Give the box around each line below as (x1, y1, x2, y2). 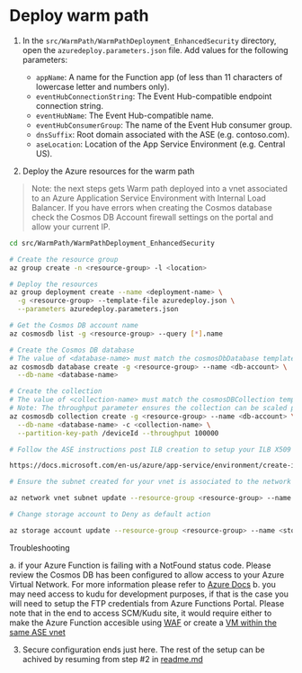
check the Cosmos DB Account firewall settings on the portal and (31, 211, 274, 222)
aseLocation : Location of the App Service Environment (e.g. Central (35, 139, 286, 149)
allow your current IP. (31, 221, 111, 232)
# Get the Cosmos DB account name (9, 321, 139, 330)
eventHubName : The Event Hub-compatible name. (35, 110, 214, 121)
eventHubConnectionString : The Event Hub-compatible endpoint (35, 91, 272, 102)
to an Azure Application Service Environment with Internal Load (31, 193, 267, 203)
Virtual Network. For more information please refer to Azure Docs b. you (9, 579, 277, 589)
